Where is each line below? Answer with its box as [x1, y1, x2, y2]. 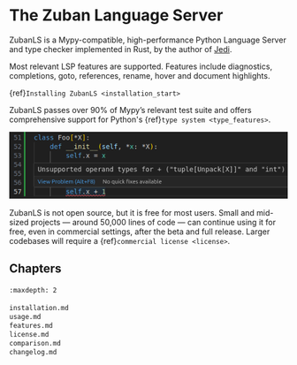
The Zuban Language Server [9, 5, 224, 26]
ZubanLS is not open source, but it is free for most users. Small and [9, 207, 255, 217]
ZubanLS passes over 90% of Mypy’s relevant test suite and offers [9, 104, 252, 115]
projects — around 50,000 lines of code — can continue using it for [30, 217, 277, 227]
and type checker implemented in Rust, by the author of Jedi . [9, 43, 232, 54]
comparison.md [9, 338, 62, 347]
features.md [9, 321, 53, 330]
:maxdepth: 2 [9, 285, 57, 294]
